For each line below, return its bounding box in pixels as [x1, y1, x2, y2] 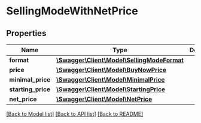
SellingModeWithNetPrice [6, 4, 139, 18]
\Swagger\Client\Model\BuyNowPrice [56, 66, 166, 74]
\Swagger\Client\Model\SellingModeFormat [56, 56, 184, 64]
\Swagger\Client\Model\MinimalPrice [56, 76, 165, 83]
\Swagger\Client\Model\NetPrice [56, 95, 153, 103]
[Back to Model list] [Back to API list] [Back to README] [6, 110, 144, 118]
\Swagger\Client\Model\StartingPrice [56, 85, 166, 94]
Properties [6, 28, 47, 38]
